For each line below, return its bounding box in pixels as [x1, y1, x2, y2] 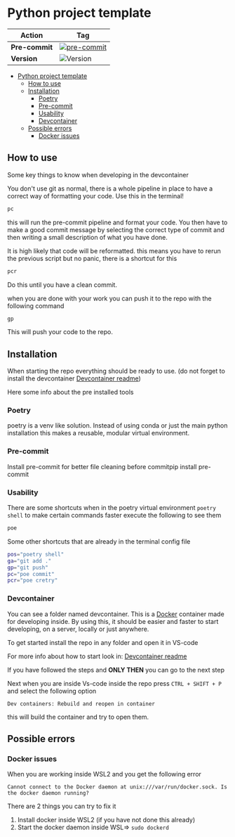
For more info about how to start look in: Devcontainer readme [7, 652, 187, 660]
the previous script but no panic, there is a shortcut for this [7, 254, 177, 262]
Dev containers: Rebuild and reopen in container [7, 700, 156, 708]
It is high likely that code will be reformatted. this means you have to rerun [7, 246, 221, 255]
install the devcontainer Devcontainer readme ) [7, 374, 142, 383]
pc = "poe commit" [7, 570, 55, 577]
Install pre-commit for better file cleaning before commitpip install [7, 462, 198, 471]
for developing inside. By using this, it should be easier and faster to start [7, 617, 219, 625]
